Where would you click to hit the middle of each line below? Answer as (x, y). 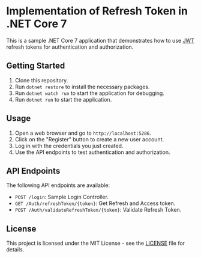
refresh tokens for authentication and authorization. (70, 47)
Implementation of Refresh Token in (97, 11)
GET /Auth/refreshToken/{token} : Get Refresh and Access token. (95, 203)
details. (15, 250)
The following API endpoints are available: (58, 185)
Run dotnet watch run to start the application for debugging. (90, 93)
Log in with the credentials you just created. (69, 146)
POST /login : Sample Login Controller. (62, 197)
